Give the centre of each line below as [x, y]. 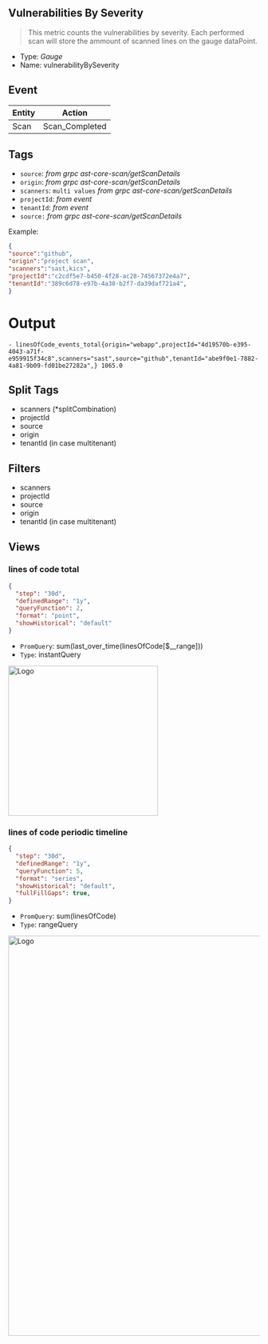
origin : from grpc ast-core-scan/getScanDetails [100, 182]
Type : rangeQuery [49, 925]
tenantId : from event [54, 208]
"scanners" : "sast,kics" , [49, 269]
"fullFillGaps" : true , [53, 894]
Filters [25, 468]
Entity [24, 113]
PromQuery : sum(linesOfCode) [68, 916]
